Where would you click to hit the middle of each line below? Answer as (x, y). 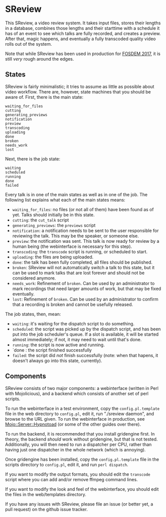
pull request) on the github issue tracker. (47, 509)
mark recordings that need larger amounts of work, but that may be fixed (87, 289)
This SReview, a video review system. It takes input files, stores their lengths (83, 23)
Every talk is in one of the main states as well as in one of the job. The (76, 194)
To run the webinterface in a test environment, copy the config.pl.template (83, 408)
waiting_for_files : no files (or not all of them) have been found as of (83, 209)
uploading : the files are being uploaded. (53, 257)
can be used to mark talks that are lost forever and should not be (78, 273)
